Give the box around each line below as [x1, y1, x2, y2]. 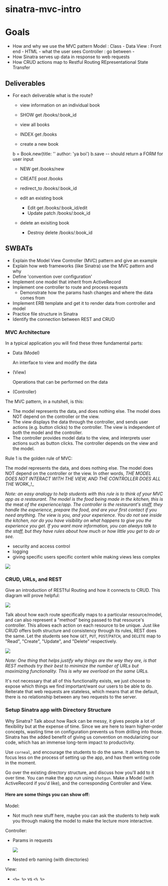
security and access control [12, 543, 70, 549]
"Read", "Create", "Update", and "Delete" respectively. [5, 638, 117, 644]
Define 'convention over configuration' [12, 273, 93, 279]
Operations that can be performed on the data [12, 379, 108, 385]
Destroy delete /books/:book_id [27, 230, 93, 236]
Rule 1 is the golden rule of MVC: [5, 456, 73, 462]
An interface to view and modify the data [12, 360, 97, 366]
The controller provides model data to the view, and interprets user [12, 435, 151, 441]
